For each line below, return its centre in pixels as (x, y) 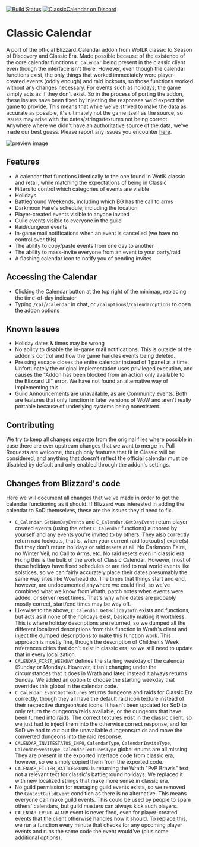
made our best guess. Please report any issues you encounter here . (89, 131)
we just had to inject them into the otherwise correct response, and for (101, 724)
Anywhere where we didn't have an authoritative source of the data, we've (97, 125)
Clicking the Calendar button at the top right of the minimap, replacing (100, 291)
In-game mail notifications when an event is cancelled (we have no (97, 233)
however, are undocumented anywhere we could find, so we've (92, 585)
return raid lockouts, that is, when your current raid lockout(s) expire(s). (102, 541)
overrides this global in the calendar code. (67, 686)
